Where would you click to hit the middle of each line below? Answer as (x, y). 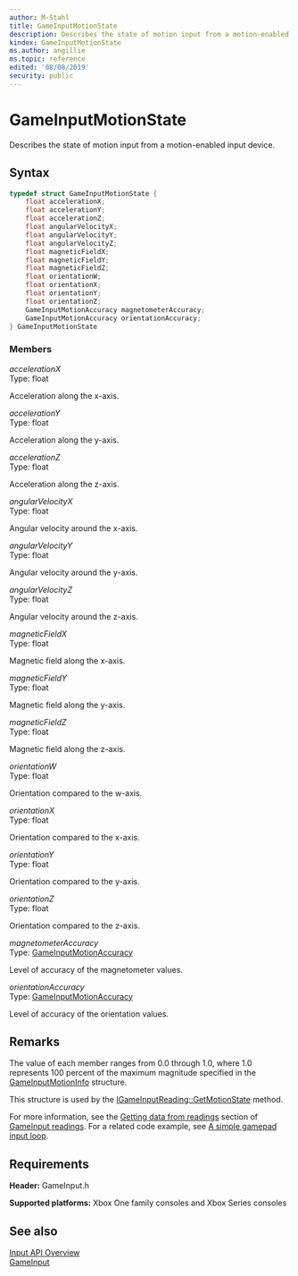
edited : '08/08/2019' (50, 68)
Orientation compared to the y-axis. (74, 881)
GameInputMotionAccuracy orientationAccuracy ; (113, 318)
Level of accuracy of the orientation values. (89, 1014)
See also (33, 1231)
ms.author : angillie (48, 51)
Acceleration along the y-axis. (64, 440)
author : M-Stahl (39, 17)
